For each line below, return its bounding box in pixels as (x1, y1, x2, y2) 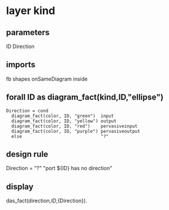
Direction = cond (6, 108, 49, 113)
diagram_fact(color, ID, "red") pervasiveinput (11, 123, 138, 129)
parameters (6, 27, 50, 37)
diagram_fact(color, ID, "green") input (11, 113, 114, 119)
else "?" (11, 133, 109, 139)
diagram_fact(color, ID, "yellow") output (11, 118, 117, 124)
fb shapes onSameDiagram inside (6, 75, 88, 82)
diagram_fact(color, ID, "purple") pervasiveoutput (11, 128, 141, 134)
